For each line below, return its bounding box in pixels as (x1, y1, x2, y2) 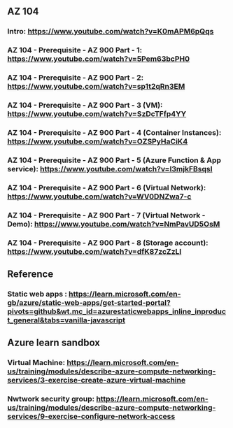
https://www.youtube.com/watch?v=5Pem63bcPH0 (7, 54, 190, 64)
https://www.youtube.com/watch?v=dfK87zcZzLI (7, 246, 182, 256)
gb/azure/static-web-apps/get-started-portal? (7, 298, 171, 307)
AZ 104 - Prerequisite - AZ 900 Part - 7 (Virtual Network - (7, 210, 206, 220)
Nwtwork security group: (7, 394, 95, 404)
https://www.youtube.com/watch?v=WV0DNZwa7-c (7, 192, 192, 201)
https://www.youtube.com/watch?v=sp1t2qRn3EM (7, 82, 185, 92)
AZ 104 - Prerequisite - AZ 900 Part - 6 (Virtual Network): (7, 183, 206, 192)
